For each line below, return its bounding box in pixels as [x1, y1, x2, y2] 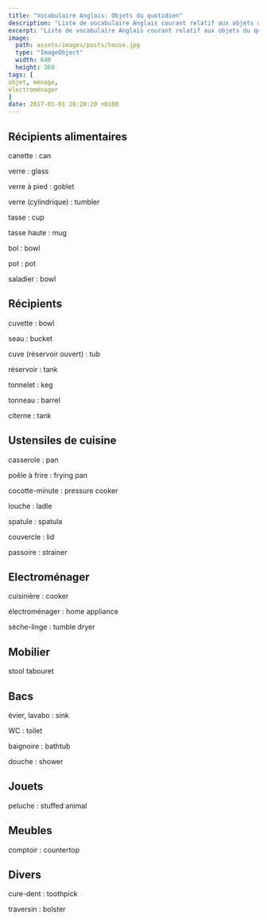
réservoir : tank [8, 364, 58, 374]
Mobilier [8, 645, 50, 658]
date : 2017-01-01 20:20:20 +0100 [8, 100, 119, 108]
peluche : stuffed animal [8, 801, 87, 810]
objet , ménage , [8, 78, 59, 86]
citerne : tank [8, 410, 52, 420]
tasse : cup [8, 212, 45, 222]
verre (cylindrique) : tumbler [8, 196, 100, 207]
